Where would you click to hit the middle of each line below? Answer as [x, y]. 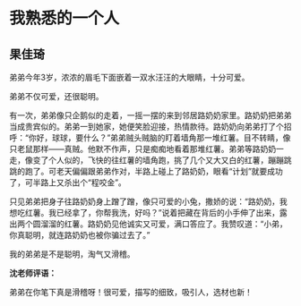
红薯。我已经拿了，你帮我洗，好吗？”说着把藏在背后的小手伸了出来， [152, 212]
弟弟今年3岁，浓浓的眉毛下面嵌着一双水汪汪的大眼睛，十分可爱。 [129, 77]
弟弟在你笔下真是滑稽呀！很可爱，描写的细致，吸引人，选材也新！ [131, 292]
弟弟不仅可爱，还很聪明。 [56, 96]
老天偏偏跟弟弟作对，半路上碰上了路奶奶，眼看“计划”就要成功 [170, 171]
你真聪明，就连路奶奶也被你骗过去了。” [80, 235]
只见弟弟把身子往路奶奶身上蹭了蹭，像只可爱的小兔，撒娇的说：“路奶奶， [145, 201]
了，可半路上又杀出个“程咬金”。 [68, 183]
